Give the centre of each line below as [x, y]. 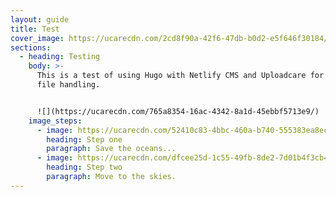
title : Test [35, 29]
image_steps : [55, 121]
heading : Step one [84, 139]
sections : [31, 47]
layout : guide [40, 19]
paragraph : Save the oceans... [111, 149]
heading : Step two [84, 167]
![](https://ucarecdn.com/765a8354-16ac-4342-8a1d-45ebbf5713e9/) [178, 111]
